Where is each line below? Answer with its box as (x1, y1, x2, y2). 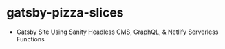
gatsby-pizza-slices (6, 5, 125, 21)
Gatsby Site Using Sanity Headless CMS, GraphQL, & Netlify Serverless (16, 28, 219, 36)
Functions (16, 35, 45, 43)
